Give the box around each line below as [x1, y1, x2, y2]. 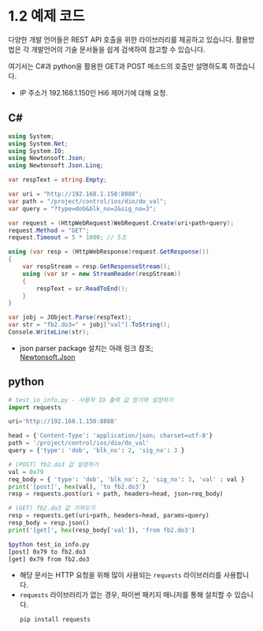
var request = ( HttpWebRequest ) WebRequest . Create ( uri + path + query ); [8, 218, 235, 227]
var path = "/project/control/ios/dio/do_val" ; [8, 197, 168, 205]
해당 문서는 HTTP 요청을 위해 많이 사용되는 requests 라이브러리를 [19, 570, 222, 580]
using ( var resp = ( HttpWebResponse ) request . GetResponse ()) [8, 248, 210, 256]
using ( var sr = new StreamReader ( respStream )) [22, 270, 181, 278]
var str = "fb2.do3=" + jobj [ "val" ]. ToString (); [8, 321, 171, 329]
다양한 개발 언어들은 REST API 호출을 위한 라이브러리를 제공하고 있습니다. [8, 35, 234, 44]
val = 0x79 [8, 468, 44, 476]
